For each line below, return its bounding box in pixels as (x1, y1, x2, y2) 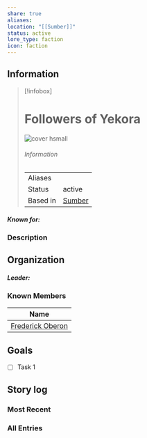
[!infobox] (24, 86, 53, 95)
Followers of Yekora (24, 111, 141, 127)
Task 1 (17, 363, 36, 371)
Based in (27, 196, 57, 205)
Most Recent (7, 405, 51, 414)
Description (7, 233, 48, 242)
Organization (7, 254, 64, 266)
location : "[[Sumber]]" (7, 23, 76, 30)
